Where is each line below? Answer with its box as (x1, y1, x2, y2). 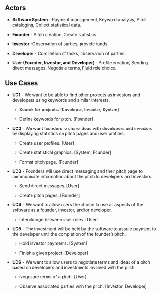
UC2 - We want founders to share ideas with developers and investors (12, 125, 153, 131)
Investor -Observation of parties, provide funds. (12, 41, 109, 47)
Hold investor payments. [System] (19, 240, 87, 246)
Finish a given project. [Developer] (19, 250, 89, 256)
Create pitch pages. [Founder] (19, 192, 80, 198)
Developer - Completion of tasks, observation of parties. (12, 50, 126, 56)
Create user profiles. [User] (19, 140, 74, 146)
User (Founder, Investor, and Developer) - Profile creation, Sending (12, 59, 148, 65)
